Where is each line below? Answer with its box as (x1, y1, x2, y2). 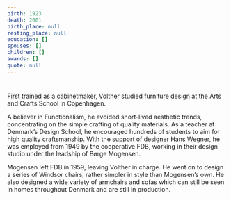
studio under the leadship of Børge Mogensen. (7, 149, 141, 158)
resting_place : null (7, 29, 67, 37)
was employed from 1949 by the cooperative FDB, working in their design (7, 142, 218, 150)
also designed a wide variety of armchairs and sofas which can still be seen (7, 178, 225, 186)
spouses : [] (7, 42, 42, 49)
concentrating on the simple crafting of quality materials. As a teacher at (7, 119, 215, 128)
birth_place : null (7, 23, 61, 30)
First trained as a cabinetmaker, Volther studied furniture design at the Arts (7, 92, 222, 100)
